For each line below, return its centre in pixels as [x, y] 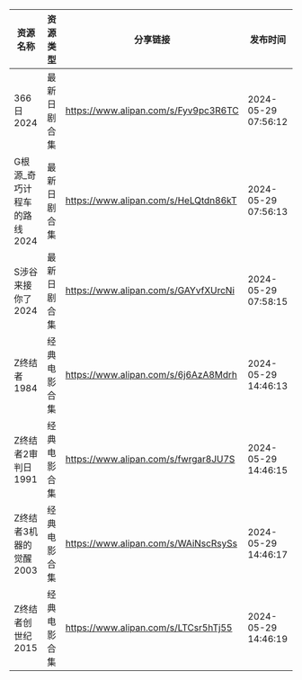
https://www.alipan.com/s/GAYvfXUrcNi [150, 290]
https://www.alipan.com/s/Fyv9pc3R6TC [152, 110]
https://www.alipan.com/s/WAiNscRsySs [151, 543]
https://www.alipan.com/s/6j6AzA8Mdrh [151, 375]
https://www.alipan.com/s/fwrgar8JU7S [150, 459]
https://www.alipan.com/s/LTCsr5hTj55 [149, 627]
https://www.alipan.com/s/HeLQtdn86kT [151, 200]
